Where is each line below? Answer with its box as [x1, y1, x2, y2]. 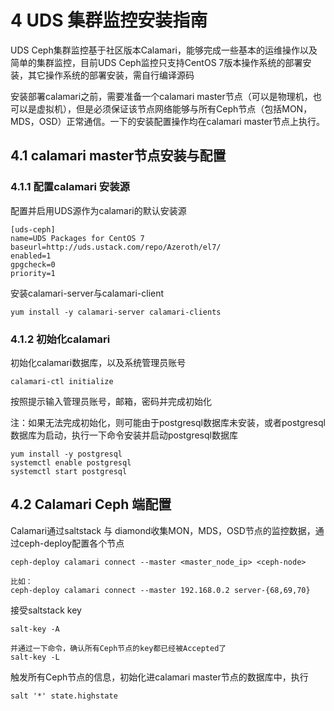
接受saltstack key [10, 604, 82, 616]
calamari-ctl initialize [10, 376, 114, 386]
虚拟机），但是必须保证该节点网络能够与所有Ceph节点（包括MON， [36, 102, 313, 115]
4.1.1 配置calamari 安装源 [10, 180, 130, 194]
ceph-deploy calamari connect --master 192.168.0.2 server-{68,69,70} [10, 585, 311, 595]
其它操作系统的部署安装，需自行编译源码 [27, 69, 195, 81]
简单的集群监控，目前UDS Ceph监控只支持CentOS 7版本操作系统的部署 [10, 56, 303, 68]
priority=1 [10, 268, 56, 278]
